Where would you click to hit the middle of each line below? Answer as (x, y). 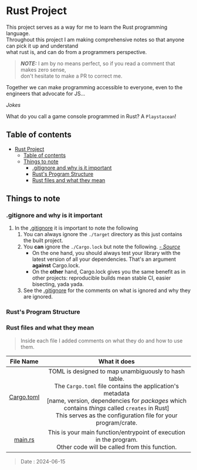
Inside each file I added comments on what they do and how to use (101, 340)
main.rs (24, 439)
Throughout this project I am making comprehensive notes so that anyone (95, 39)
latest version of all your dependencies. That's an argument (104, 259)
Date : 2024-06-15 (43, 461)
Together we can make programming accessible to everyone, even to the (94, 87)
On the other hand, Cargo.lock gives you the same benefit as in (109, 272)
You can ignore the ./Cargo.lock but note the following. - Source (102, 247)
